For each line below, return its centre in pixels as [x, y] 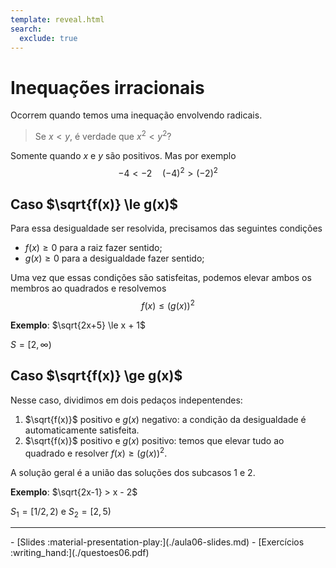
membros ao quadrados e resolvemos [88, 288]
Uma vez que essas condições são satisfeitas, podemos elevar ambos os [161, 278]
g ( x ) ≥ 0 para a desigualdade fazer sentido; [114, 258]
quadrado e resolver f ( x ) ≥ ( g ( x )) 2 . [96, 452]
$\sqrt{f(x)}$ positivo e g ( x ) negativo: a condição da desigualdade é [165, 419]
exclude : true [48, 38]
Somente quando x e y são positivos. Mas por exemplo [123, 155]
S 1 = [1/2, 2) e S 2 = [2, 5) [61, 512]
